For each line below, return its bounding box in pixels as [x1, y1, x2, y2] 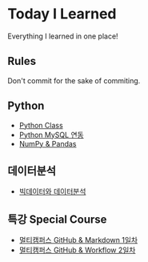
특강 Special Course [7, 212, 107, 226]
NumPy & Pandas [18, 139, 77, 148]
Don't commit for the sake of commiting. [7, 75, 141, 85]
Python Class [18, 120, 63, 130]
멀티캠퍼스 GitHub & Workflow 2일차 [18, 245, 136, 255]
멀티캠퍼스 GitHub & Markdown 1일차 [18, 236, 138, 245]
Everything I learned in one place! [7, 31, 118, 41]
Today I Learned [7, 5, 117, 23]
